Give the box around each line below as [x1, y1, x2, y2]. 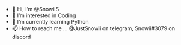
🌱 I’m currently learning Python [11, 18, 89, 25]
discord [11, 33, 31, 40]
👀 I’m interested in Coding [11, 12, 76, 19]
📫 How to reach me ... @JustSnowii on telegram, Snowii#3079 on [11, 25, 176, 32]
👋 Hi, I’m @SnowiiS [11, 6, 59, 12]
